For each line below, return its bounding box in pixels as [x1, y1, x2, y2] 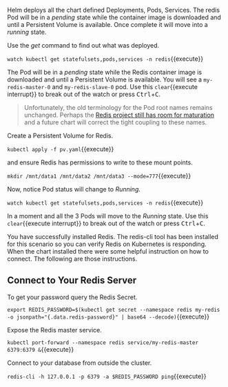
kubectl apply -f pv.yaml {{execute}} [7, 145, 114, 153]
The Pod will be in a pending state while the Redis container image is [7, 68, 202, 76]
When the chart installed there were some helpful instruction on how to [7, 247, 209, 255]
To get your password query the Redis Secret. [7, 293, 138, 301]
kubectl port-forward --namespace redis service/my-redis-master [7, 339, 198, 346]
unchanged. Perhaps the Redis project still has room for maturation [23, 111, 215, 119]
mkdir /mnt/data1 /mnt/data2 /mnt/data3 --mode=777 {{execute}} [7, 172, 191, 180]
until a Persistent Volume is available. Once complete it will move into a [7, 21, 208, 28]
